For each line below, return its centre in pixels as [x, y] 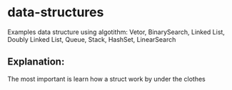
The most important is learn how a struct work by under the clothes [106, 79]
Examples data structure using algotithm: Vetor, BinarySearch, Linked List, [116, 32]
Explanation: [36, 62]
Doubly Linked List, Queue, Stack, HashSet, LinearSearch [92, 39]
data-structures [56, 12]
